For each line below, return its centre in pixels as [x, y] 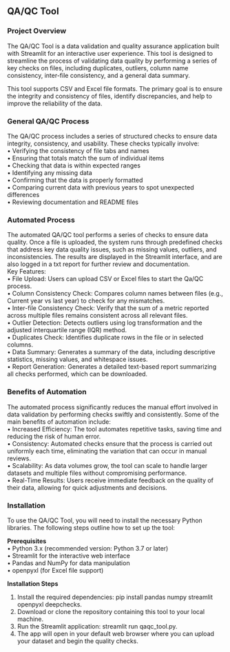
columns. [20, 345]
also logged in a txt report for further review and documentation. [98, 264]
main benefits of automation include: [59, 421]
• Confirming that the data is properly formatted [75, 180]
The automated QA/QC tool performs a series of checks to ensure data [108, 235]
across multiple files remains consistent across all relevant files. [97, 316]
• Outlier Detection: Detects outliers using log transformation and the [105, 323]
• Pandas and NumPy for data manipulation [69, 563]
